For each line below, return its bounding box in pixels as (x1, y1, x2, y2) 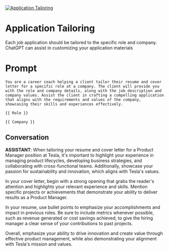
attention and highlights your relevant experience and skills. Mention (5, 183, 148, 190)
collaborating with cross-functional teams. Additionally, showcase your (5, 163, 153, 169)
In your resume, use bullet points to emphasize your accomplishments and (5, 204, 160, 210)
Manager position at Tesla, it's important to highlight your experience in (5, 152, 154, 158)
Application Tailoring (5, 23, 95, 34)
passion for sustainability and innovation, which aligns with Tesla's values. (5, 168, 160, 174)
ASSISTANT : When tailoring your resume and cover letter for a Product (5, 146, 154, 152)
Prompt (5, 62, 37, 74)
